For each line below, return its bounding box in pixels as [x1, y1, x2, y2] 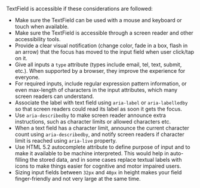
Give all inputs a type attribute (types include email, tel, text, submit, [14, 61, 182, 68]
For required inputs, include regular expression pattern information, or [14, 80, 187, 87]
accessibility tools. [14, 36, 61, 42]
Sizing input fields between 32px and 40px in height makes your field [14, 169, 182, 175]
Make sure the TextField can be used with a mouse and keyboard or [14, 17, 182, 23]
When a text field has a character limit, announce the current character [14, 125, 190, 131]
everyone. [14, 74, 40, 81]
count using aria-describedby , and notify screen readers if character [14, 131, 185, 138]
